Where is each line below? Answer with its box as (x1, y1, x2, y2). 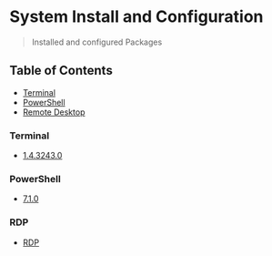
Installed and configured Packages (31, 36, 163, 47)
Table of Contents (9, 63, 114, 78)
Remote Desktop (22, 107, 86, 118)
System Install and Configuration (9, 6, 264, 27)
